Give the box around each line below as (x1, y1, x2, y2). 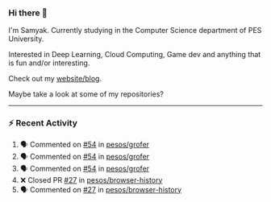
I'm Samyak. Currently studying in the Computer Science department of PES (8, 26, 262, 35)
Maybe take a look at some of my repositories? (8, 89, 164, 99)
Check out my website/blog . (8, 74, 102, 84)
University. (8, 34, 44, 43)
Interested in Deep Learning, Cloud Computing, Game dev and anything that (8, 50, 261, 60)
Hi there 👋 (8, 7, 48, 19)
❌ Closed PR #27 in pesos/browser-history (19, 175, 163, 184)
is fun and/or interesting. (8, 58, 90, 68)
